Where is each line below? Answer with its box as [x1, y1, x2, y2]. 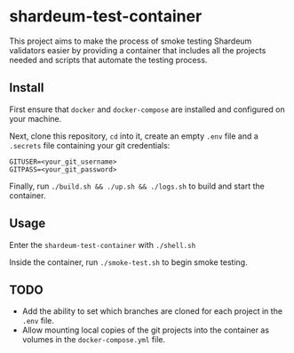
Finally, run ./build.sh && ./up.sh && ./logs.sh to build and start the [9, 181, 265, 191]
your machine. [9, 113, 62, 124]
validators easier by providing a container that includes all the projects [9, 44, 266, 55]
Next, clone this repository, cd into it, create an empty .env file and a [9, 131, 259, 141]
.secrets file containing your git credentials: [9, 140, 171, 150]
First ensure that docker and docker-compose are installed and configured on [9, 104, 286, 115]
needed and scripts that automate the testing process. [9, 54, 208, 65]
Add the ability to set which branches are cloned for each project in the [21, 306, 282, 317]
